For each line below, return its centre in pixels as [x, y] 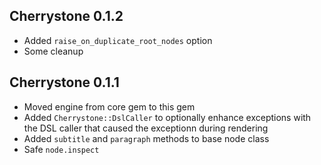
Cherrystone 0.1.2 [66, 16]
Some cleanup [53, 51]
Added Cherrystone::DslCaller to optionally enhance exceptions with [167, 117]
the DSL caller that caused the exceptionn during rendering [146, 128]
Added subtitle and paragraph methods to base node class [146, 138]
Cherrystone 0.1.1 [64, 82]
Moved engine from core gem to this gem [109, 106]
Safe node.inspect [61, 149]
